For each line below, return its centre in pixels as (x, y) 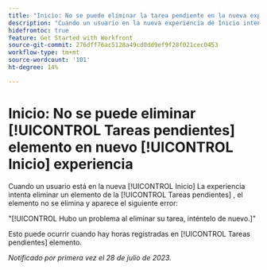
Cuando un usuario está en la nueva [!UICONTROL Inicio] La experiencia (127, 186)
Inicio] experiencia (71, 164)
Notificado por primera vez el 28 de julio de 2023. (90, 257)
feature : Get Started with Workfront (71, 38)
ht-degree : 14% (33, 67)
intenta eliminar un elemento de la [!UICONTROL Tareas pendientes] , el (126, 195)
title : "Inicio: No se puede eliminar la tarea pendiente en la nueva (128, 15)
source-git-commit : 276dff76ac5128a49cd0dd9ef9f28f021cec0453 (113, 45)
